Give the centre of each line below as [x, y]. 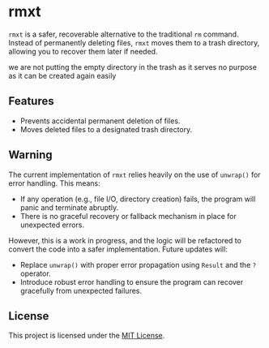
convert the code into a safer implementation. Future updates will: [118, 249]
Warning [30, 155]
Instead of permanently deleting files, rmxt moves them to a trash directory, [134, 42]
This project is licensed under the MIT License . [87, 336]
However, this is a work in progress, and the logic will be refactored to [125, 240]
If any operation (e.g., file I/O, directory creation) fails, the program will [138, 199]
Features [31, 101]
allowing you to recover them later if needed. [83, 51]
